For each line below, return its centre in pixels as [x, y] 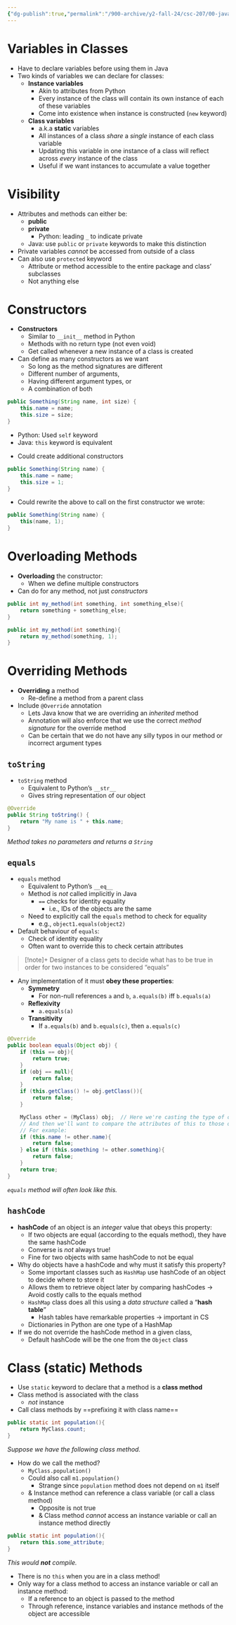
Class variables [51, 121]
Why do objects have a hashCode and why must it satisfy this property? [122, 1264]
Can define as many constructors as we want [83, 359]
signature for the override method [77, 728]
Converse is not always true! [69, 1249]
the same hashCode [57, 1242]
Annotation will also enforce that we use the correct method [114, 720]
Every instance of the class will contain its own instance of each [131, 98]
